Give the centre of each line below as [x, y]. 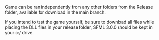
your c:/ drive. [19, 32]
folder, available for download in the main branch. [56, 12]
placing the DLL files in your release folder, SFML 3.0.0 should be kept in [79, 27]
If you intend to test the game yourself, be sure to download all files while [79, 22]
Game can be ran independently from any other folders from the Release [79, 7]
